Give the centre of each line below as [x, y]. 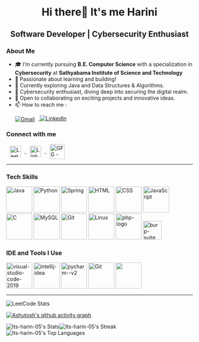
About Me [21, 51]
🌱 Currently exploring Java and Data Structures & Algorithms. [89, 85]
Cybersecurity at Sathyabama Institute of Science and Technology [99, 72]
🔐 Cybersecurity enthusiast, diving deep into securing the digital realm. [101, 91]
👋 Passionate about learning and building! [65, 79]
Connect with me [31, 134]
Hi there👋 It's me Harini [99, 12]
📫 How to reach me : [41, 104]
